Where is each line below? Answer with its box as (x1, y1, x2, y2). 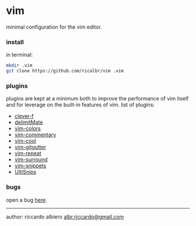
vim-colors (14, 125, 41, 132)
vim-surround (14, 156, 48, 163)
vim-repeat (14, 150, 42, 157)
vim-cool (14, 137, 36, 144)
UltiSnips (14, 168, 37, 176)
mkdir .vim (6, 62, 33, 68)
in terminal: (6, 51, 33, 58)
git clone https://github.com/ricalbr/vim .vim (6, 68, 124, 74)
